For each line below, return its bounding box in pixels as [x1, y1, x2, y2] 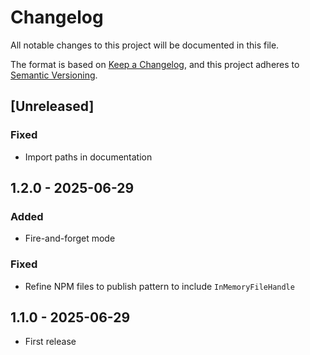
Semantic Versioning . [10, 69, 98, 81]
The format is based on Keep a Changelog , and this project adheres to [10, 58, 300, 70]
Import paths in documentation [24, 151, 153, 163]
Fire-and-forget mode [24, 232, 116, 245]
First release [24, 336, 77, 348]
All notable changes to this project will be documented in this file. [10, 39, 280, 51]
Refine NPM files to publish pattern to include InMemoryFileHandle [24, 280, 295, 292]
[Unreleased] [10, 98, 95, 115]
